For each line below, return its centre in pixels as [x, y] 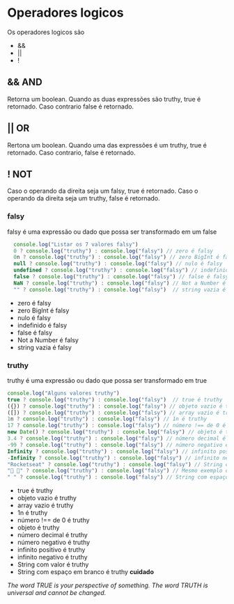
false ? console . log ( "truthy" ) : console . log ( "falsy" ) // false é [112, 277]
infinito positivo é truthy [51, 550]
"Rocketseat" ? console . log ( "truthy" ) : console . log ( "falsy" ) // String [115, 464]
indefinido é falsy [42, 325]
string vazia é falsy [44, 347]
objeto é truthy [38, 527]
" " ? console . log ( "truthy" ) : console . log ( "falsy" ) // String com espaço [118, 477]
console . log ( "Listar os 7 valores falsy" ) [76, 244]
